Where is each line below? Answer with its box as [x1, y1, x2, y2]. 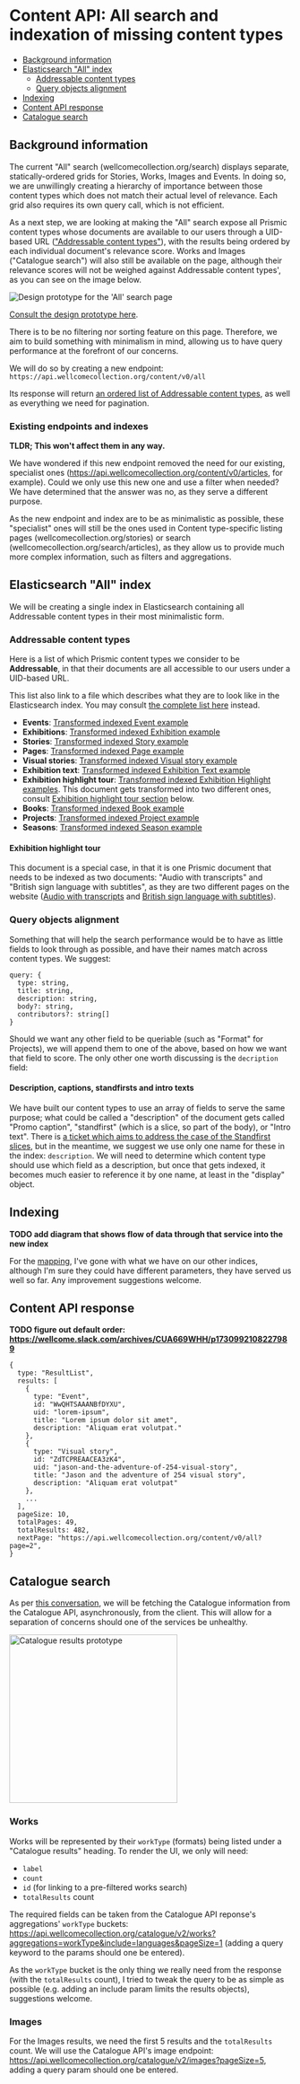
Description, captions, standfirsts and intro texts [9, 1083, 194, 1094]
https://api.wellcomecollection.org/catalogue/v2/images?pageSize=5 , [9, 2054, 267, 2065]
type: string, [17, 978, 70, 988]
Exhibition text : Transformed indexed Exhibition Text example [21, 765, 251, 776]
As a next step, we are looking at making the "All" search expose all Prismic [9, 216, 287, 227]
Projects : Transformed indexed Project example [21, 813, 200, 823]
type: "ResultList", [17, 1368, 94, 1378]
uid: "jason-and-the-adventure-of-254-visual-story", [32, 1463, 239, 1473]
